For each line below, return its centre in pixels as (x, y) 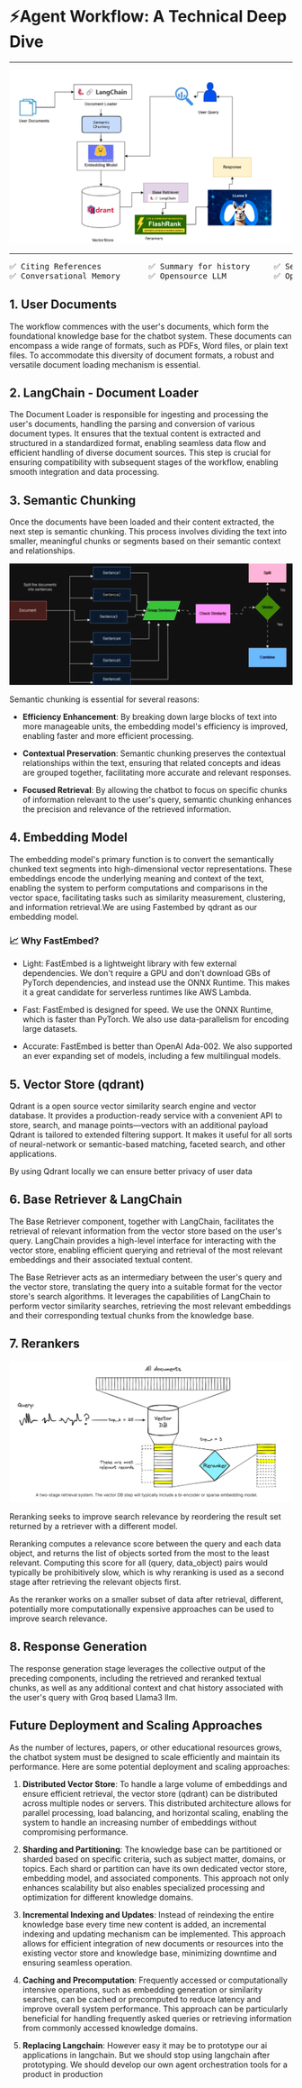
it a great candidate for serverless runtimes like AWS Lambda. (137, 992)
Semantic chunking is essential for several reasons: (104, 699)
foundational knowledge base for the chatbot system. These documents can (151, 336)
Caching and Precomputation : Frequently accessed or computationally (155, 1980)
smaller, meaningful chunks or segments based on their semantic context (145, 542)
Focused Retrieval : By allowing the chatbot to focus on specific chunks (155, 790)
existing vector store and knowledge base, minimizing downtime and (149, 1953)
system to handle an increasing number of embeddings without (140, 1822)
